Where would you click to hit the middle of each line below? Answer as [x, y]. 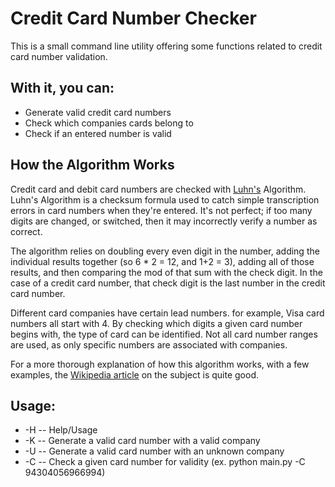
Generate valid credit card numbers [98, 112]
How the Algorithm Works [92, 165]
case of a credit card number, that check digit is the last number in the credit [168, 283]
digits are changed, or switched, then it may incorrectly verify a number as [164, 221]
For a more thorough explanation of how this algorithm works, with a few [160, 364]
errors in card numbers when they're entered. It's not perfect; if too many [161, 210]
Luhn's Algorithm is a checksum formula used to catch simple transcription [165, 199]
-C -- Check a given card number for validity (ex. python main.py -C [165, 462]
